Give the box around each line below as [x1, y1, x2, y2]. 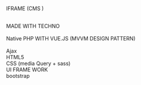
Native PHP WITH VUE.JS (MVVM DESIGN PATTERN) [6, 35, 136, 42]
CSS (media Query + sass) [6, 60, 71, 67]
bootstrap [6, 73, 30, 79]
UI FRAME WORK [6, 66, 48, 73]
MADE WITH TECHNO [6, 23, 60, 29]
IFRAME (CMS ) [6, 5, 44, 12]
